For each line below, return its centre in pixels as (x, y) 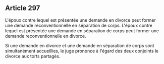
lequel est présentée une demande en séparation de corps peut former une (82, 31)
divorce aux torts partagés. (33, 56)
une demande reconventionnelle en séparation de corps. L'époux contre (79, 25)
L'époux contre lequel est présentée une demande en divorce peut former (81, 20)
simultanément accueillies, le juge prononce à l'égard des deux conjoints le (82, 51)
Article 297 (23, 8)
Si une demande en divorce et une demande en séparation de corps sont (80, 45)
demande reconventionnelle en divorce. (46, 36)
